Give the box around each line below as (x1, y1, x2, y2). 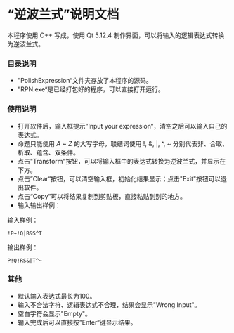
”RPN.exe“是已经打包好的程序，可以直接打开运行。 (17, 85, 165, 93)
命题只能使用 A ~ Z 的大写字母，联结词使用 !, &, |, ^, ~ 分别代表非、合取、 (17, 139, 228, 148)
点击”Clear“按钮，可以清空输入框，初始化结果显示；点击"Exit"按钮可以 (17, 174, 221, 183)
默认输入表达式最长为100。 (17, 292, 96, 300)
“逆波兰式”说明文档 (7, 6, 119, 22)
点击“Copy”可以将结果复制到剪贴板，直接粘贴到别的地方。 (17, 192, 186, 200)
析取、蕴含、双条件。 (17, 148, 79, 157)
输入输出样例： (17, 201, 61, 209)
